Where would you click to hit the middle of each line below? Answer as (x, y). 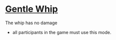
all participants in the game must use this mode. (62, 32)
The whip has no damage (31, 23)
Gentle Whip (32, 9)
